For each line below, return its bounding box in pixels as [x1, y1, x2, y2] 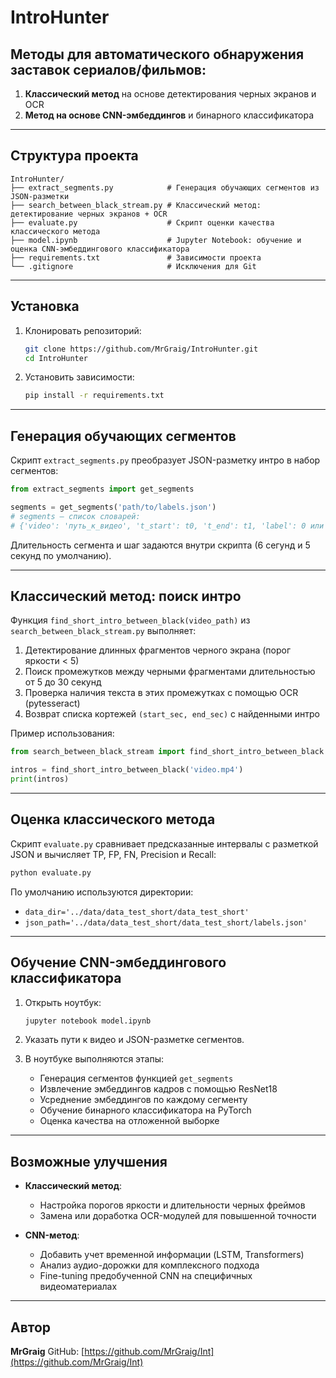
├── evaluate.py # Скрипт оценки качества [10, 217, 275, 228]
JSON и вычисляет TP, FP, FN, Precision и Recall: [10, 848, 217, 860]
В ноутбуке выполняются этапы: [24, 1053, 165, 1065]
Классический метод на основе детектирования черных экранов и [24, 88, 317, 100]
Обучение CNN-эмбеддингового [10, 954, 227, 971]
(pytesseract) [24, 697, 81, 710]
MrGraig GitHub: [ [10, 1346, 85, 1357]
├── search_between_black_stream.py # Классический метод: [10, 200, 262, 210]
